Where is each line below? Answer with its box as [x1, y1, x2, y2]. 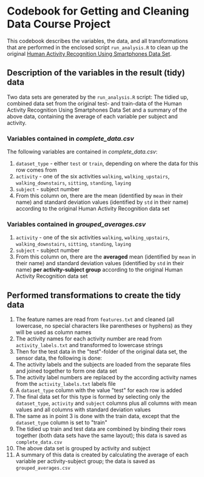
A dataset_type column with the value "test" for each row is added [15, 387, 183, 394]
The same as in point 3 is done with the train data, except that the [15, 413, 180, 420]
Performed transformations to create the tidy [7, 290, 181, 300]
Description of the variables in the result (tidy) [7, 68, 185, 78]
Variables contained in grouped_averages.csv [7, 220, 146, 228]
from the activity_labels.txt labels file [15, 381, 116, 388]
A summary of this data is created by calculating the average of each [15, 451, 189, 459]
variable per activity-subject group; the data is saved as [15, 458, 155, 465]
